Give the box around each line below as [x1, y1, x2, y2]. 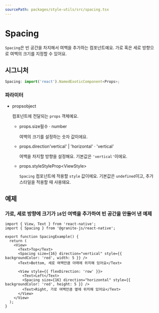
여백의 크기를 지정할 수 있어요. [10, 50, 67, 56]
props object [12, 103, 36, 109]
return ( [9, 238, 27, 244]
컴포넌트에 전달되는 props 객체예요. [12, 113, 79, 119]
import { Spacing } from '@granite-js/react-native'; [5, 226, 116, 231]
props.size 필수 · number [19, 123, 67, 129]
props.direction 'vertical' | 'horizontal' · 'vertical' [19, 143, 114, 149]
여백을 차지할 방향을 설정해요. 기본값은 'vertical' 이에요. [19, 153, 128, 159]
